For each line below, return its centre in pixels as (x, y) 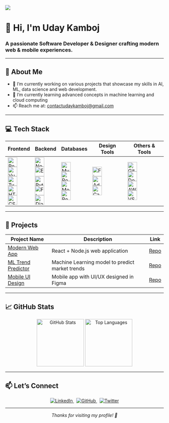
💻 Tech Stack (27, 129)
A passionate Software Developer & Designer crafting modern (82, 44)
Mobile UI (19, 276)
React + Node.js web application (90, 251)
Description (98, 239)
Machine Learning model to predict (93, 262)
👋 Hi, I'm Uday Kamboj (52, 28)
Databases (74, 149)
